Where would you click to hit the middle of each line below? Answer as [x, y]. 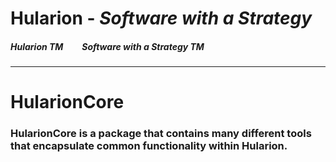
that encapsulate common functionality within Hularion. [149, 146]
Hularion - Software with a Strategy [161, 18]
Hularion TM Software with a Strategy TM [107, 46]
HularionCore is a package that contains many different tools [161, 134]
